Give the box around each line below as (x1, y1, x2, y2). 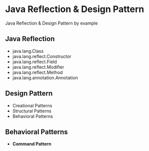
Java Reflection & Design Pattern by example (5, 20, 98, 26)
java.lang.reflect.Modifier (12, 64, 64, 70)
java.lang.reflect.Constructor (12, 53, 71, 59)
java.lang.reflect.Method (12, 69, 63, 75)
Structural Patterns (12, 108, 51, 114)
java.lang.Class (12, 48, 44, 54)
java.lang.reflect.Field (12, 59, 57, 65)
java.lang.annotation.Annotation (12, 74, 78, 81)
